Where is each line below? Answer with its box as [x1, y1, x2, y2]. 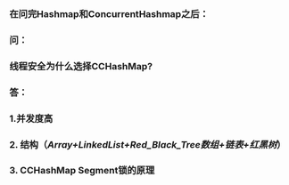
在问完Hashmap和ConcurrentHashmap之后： [9, 7, 210, 20]
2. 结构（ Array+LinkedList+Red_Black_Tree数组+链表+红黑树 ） [9, 138, 286, 150]
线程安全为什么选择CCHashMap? [9, 60, 153, 72]
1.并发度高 [9, 112, 54, 125]
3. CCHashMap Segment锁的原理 [9, 165, 155, 177]
